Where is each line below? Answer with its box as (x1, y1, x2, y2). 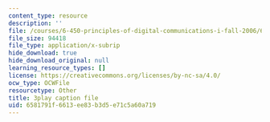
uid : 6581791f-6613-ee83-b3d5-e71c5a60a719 (8, 101, 157, 109)
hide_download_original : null (8, 57, 110, 65)
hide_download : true (8, 49, 78, 57)
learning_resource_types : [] (8, 64, 106, 72)
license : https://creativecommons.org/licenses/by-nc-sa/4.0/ (8, 71, 221, 79)
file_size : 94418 (8, 34, 67, 43)
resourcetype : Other (8, 86, 78, 95)
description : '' (8, 19, 63, 27)
